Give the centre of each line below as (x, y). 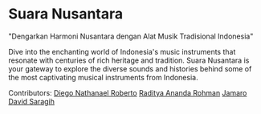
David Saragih (31, 101)
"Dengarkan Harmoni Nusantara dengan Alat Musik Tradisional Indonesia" (131, 36)
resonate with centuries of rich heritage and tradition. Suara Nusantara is (129, 60)
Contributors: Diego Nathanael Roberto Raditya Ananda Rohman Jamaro (128, 92)
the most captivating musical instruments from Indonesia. (103, 77)
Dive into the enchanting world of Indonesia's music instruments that (122, 51)
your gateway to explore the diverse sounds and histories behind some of (130, 68)
